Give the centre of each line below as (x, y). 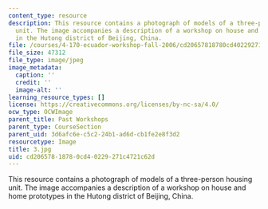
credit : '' (33, 82)
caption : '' (35, 75)
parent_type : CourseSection (55, 127)
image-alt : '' (39, 90)
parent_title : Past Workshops (59, 120)
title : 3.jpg (30, 149)
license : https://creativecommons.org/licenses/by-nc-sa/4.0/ (114, 104)
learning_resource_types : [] (57, 97)
